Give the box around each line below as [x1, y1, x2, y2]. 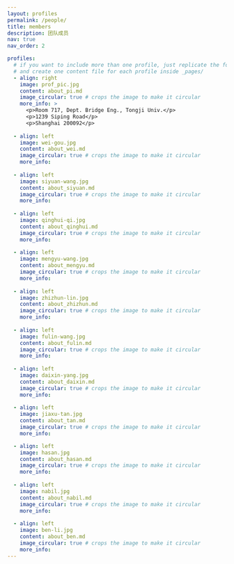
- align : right [13, 74, 58, 81]
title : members [7, 23, 52, 30]
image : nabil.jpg [19, 488, 70, 494]
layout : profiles [7, 10, 58, 17]
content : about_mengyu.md [19, 262, 95, 269]
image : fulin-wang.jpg [19, 333, 86, 340]
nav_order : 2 [7, 42, 45, 49]
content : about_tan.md [19, 417, 86, 424]
